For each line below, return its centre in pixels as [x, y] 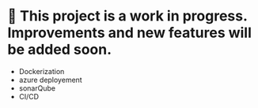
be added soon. [60, 50]
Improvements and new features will [130, 33]
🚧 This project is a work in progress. [127, 16]
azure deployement [50, 80]
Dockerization [42, 71]
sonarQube [37, 88]
